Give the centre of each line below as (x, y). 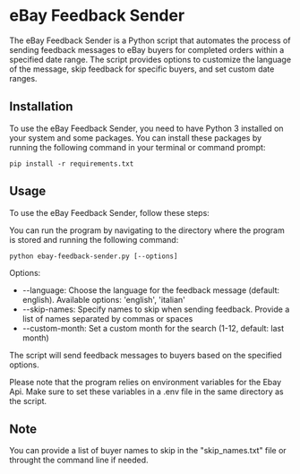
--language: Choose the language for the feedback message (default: (151, 290)
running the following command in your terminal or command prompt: (137, 147)
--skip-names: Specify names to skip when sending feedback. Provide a (156, 309)
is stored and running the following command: (94, 239)
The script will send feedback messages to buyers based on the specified (146, 355)
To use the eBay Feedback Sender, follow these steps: (110, 212)
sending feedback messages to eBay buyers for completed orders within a (147, 49)
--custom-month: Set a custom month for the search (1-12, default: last (153, 328)
